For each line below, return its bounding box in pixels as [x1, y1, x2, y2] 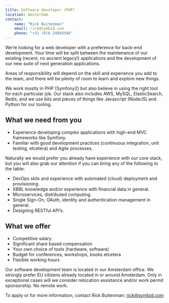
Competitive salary [12, 235, 52, 241]
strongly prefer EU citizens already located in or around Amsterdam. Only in [5, 272, 162, 278]
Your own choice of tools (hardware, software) [12, 246, 109, 252]
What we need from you [5, 116, 82, 125]
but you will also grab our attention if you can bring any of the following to [5, 160, 158, 166]
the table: [5, 165, 25, 171]
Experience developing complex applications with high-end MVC [12, 129, 147, 135]
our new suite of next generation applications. [5, 61, 101, 66]
